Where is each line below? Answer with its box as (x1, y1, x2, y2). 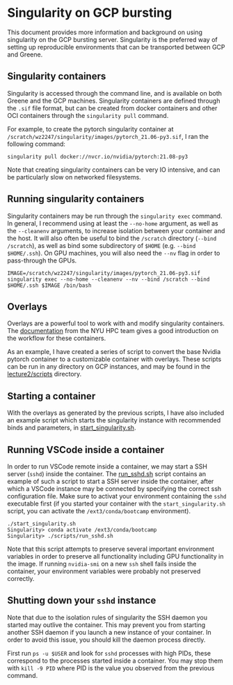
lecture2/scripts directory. (7, 370, 82, 378)
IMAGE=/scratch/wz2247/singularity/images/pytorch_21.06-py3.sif (7, 270, 200, 277)
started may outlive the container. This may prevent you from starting (7, 620, 206, 629)
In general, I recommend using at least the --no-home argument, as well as (7, 219, 218, 228)
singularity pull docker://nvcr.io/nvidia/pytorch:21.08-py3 (7, 153, 188, 160)
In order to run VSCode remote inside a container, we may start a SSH (7, 462, 207, 471)
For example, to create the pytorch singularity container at (7, 124, 174, 133)
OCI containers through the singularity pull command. (7, 111, 169, 119)
